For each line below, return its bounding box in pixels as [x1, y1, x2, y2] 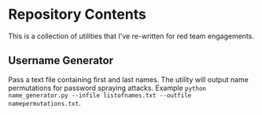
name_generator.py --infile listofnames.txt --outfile [8, 92, 192, 99]
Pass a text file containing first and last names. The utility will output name [8, 74, 249, 84]
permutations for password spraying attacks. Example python [8, 83, 207, 92]
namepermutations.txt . [8, 98, 81, 107]
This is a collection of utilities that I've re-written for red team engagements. [8, 31, 254, 41]
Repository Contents [8, 5, 147, 23]
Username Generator [8, 54, 114, 67]
